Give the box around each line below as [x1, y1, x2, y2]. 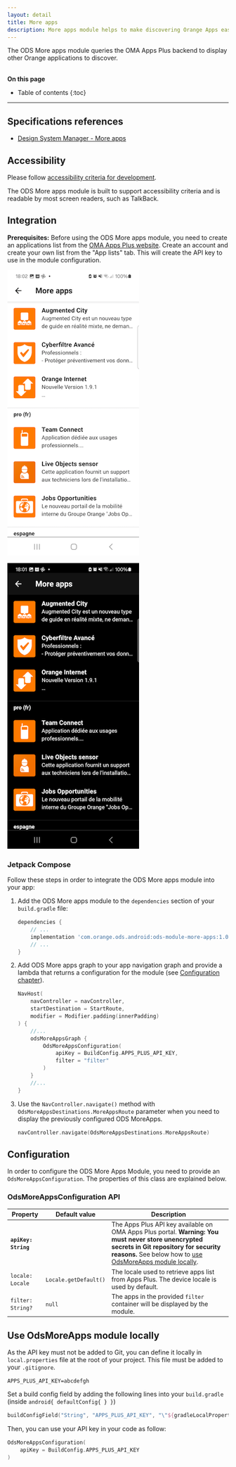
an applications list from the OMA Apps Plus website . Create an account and [7, 241, 228, 249]
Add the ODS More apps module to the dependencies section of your [17, 897, 215, 905]
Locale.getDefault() [45, 1276, 106, 1283]
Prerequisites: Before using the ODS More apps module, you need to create [7, 233, 228, 242]
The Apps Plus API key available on [111, 1220, 213, 1229]
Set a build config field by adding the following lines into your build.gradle [7, 1390, 224, 1399]
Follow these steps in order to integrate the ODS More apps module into [7, 876, 215, 884]
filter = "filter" [55, 1057, 110, 1065]
